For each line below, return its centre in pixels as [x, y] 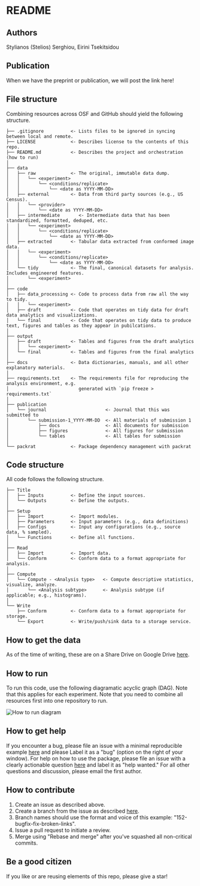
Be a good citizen [39, 862]
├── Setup [19, 511]
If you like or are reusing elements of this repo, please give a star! [87, 876]
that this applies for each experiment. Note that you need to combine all [95, 694]
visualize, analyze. [32, 585]
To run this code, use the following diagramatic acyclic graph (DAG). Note [97, 688]
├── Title [19, 490]
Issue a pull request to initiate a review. [63, 830]
